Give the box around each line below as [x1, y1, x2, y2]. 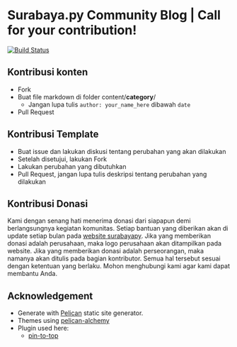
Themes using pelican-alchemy [17, 316, 110, 325]
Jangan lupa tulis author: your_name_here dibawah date [28, 100, 191, 109]
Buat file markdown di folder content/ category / [17, 92, 156, 101]
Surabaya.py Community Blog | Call [7, 7, 221, 23]
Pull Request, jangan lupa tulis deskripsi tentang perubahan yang [17, 170, 207, 178]
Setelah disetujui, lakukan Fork [17, 155, 108, 163]
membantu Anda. [7, 270, 58, 278]
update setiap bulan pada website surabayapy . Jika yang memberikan [7, 231, 211, 241]
